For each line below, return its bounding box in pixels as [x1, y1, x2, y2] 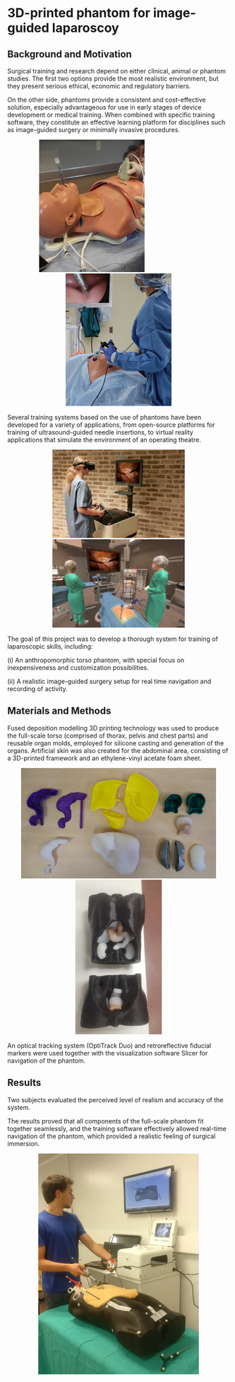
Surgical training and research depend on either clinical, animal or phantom [7, 67, 226, 75]
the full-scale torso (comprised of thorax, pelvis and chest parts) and [7, 731, 208, 740]
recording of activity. [7, 685, 68, 693]
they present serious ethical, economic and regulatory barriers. [7, 82, 191, 90]
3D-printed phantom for [7, 5, 150, 21]
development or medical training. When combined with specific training [7, 111, 215, 119]
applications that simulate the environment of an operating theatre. [7, 436, 201, 444]
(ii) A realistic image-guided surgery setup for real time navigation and [7, 677, 212, 685]
